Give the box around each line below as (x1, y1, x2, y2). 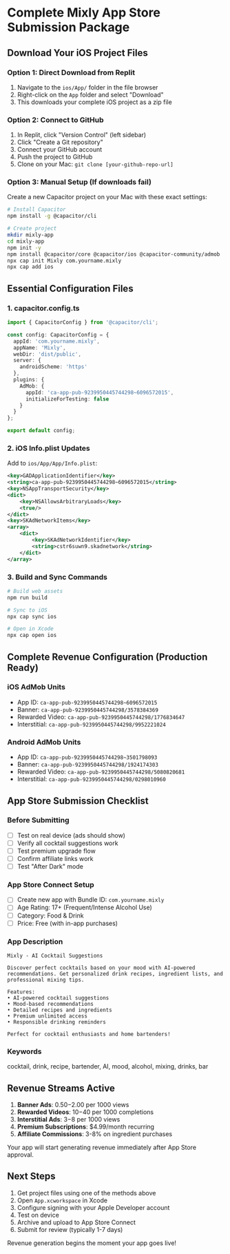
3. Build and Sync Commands (7, 572, 108, 582)
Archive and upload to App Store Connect (17, 1218, 136, 1226)
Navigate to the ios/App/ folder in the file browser (17, 83, 158, 91)
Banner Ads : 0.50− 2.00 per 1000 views (17, 1101, 129, 1109)
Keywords (7, 1046, 42, 1056)
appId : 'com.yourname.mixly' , (13, 338, 100, 345)
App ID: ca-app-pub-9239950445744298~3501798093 (17, 753, 158, 761)
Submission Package (7, 19, 130, 35)
